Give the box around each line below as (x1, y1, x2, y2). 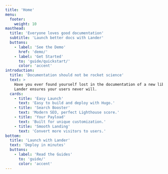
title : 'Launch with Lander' (9, 138, 70, 143)
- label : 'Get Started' (14, 54, 64, 59)
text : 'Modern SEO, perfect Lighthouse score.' (18, 110, 120, 115)
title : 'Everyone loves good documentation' (9, 31, 104, 36)
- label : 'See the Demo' (14, 45, 66, 50)
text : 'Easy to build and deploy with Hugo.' (18, 101, 115, 106)
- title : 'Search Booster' (14, 105, 70, 110)
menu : (5, 12, 16, 17)
